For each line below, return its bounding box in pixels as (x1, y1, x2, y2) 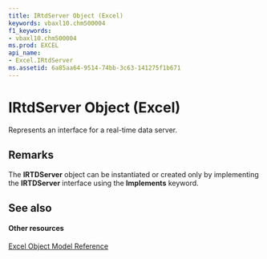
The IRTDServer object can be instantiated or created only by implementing (8, 169, 259, 179)
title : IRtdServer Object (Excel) (8, 11, 124, 20)
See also (8, 201, 52, 215)
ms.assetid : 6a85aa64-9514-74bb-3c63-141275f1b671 (8, 64, 181, 72)
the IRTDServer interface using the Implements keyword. (8, 178, 199, 188)
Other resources (8, 224, 64, 233)
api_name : (8, 49, 42, 57)
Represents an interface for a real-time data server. (8, 125, 178, 135)
